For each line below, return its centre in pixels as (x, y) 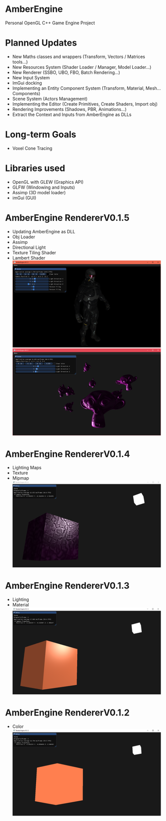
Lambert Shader (29, 258)
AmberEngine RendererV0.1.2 (67, 713)
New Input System (31, 77)
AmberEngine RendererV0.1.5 (67, 218)
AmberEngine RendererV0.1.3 (67, 586)
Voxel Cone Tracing (32, 148)
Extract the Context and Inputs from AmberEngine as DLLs (72, 114)
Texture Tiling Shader (34, 252)
